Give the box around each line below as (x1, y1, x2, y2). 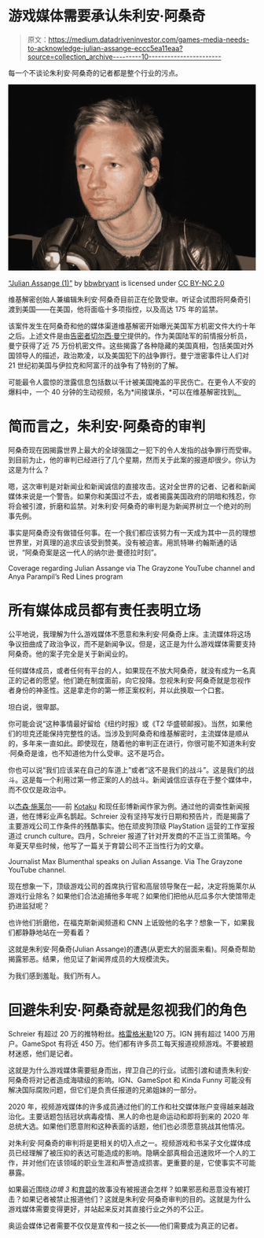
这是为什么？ (8, 465, 49, 474)
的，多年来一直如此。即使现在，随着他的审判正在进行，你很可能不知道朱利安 (8, 738, 256, 748)
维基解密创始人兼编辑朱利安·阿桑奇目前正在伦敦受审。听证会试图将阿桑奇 (8, 295, 245, 304)
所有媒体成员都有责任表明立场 (8, 602, 202, 620)
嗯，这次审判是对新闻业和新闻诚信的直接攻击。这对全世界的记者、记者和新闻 (8, 481, 256, 491)
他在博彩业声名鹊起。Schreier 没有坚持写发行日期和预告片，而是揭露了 (21, 811, 251, 821)
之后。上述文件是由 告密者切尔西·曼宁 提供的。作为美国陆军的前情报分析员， (8, 331, 251, 340)
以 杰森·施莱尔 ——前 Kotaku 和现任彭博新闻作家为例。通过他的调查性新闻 (8, 801, 244, 811)
